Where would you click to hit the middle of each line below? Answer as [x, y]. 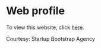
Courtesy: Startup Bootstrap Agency [50, 39]
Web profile [36, 11]
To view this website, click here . [45, 27]
